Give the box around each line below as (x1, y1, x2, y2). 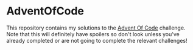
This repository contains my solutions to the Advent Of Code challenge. (6, 24, 186, 31)
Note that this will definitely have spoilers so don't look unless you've (6, 30, 180, 37)
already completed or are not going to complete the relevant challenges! (6, 37, 188, 44)
